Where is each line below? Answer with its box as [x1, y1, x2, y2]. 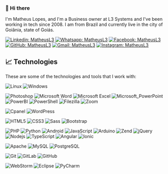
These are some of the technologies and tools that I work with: [5, 74, 136, 80]
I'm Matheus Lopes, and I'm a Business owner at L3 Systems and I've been [5, 16, 163, 22]
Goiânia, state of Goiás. [5, 27, 54, 33]
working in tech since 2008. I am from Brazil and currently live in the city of [5, 21, 163, 27]
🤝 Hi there [5, 5, 31, 12]
